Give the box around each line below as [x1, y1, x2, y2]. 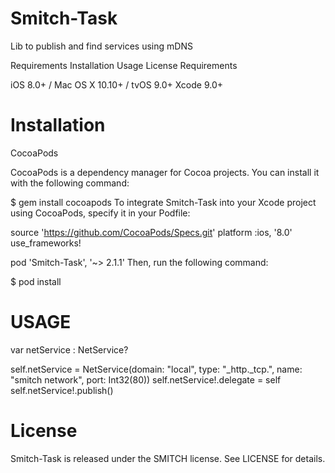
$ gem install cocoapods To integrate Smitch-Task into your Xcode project [10, 196, 317, 208]
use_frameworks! [10, 237, 82, 249]
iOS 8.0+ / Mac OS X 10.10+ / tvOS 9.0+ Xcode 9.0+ [10, 78, 224, 91]
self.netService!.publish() [10, 384, 114, 396]
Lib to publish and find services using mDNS [10, 40, 193, 52]
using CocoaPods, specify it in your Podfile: [10, 207, 191, 219]
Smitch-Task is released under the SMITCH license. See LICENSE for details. [10, 452, 326, 464]
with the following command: [10, 177, 130, 189]
